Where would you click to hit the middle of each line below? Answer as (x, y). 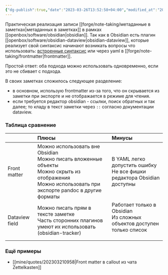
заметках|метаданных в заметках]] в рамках (53, 29)
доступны (124, 184)
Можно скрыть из (59, 171)
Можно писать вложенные (70, 159)
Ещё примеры (23, 251)
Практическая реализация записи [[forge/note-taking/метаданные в (78, 24)
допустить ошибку (134, 165)
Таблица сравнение (31, 125)
